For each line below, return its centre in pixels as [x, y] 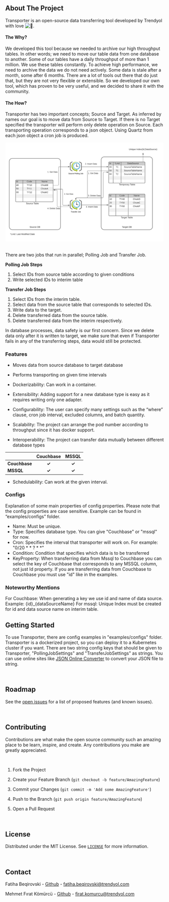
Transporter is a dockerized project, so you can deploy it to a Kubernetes [81, 642]
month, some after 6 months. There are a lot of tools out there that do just [81, 76]
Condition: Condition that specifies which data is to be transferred [81, 553]
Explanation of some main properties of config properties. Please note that [82, 505]
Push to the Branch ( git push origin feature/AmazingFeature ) [77, 799]
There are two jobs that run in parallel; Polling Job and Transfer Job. [76, 254]
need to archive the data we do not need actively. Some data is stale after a [83, 70]
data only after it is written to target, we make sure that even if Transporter [82, 336]
